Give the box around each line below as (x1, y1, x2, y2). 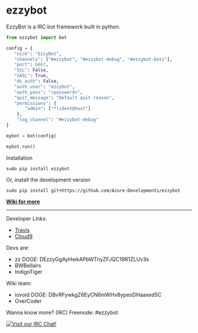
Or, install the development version (6, 176, 91, 183)
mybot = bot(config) (6, 132, 57, 139)
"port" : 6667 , (14, 62, 49, 68)
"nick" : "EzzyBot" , (14, 51, 62, 57)
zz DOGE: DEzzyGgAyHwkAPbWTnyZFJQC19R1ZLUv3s (14, 256, 149, 263)
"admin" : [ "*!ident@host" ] (24, 106, 91, 112)
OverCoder (14, 297, 42, 305)
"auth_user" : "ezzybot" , (14, 83, 75, 89)
